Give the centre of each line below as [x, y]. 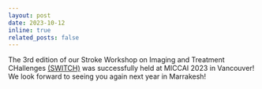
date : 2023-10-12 [37, 23]
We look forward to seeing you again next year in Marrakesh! [107, 76]
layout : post [30, 15]
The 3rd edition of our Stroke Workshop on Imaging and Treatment [116, 60]
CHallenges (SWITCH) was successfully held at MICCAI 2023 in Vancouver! [131, 69]
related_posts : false [44, 37]
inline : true [30, 30]
